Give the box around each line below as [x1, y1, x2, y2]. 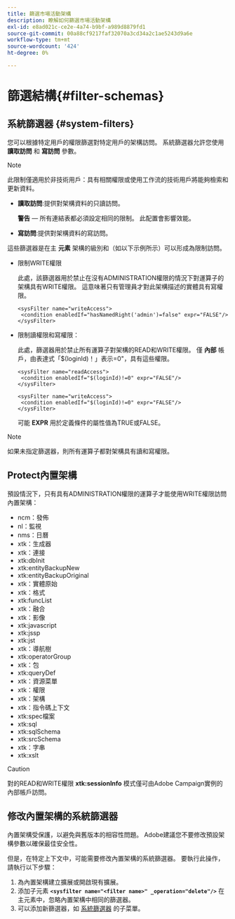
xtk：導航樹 [17, 644, 51, 653]
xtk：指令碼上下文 [17, 703, 70, 711]
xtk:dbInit [17, 556, 46, 564]
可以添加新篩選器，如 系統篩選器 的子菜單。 [17, 904, 145, 913]
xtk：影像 [17, 613, 46, 621]
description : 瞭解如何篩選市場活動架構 [7, 17, 111, 24]
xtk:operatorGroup [17, 652, 72, 661]
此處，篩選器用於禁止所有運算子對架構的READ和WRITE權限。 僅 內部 [17, 345, 217, 354]
